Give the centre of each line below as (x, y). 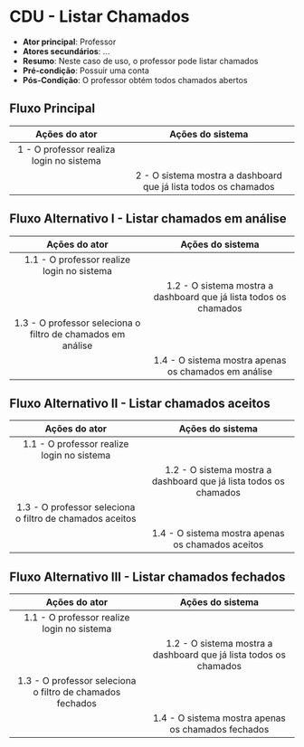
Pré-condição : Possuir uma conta (85, 71)
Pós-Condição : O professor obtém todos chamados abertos (135, 80)
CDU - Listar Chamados (100, 17)
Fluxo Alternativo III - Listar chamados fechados (147, 577)
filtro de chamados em (77, 334)
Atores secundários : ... (66, 51)
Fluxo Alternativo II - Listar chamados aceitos (140, 403)
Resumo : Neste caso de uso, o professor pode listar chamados (140, 61)
